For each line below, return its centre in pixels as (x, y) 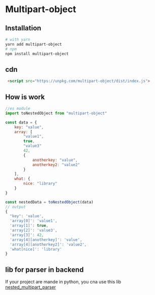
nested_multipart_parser (31, 287)
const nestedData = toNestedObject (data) (49, 202)
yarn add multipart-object (34, 44)
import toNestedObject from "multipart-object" (56, 113)
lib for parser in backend (45, 269)
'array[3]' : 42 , (27, 235)
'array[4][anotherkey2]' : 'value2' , (48, 244)
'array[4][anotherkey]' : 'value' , (46, 240)
